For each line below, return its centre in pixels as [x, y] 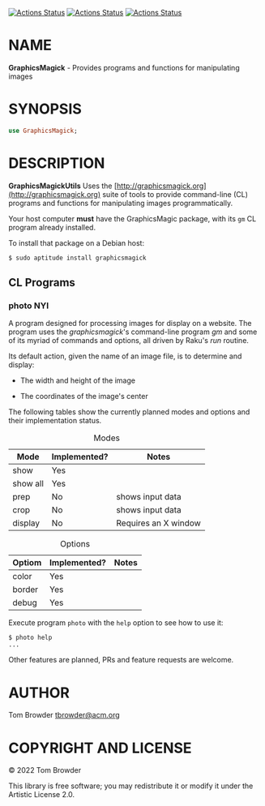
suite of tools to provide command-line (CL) [175, 194]
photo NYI [29, 306]
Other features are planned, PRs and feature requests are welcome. [121, 660]
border [26, 589]
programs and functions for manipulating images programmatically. [121, 203]
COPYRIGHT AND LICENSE [100, 748]
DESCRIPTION [57, 163]
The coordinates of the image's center [84, 397]
